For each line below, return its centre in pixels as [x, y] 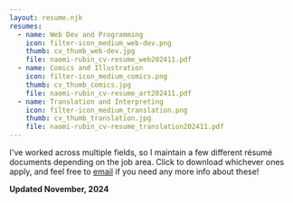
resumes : [26, 26]
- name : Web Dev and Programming [80, 34]
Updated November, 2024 [59, 189]
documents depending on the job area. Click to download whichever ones [147, 162]
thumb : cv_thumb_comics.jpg [78, 85]
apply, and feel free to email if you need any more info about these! [134, 171]
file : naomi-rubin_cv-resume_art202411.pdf [109, 93]
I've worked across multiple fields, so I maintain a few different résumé [141, 152]
